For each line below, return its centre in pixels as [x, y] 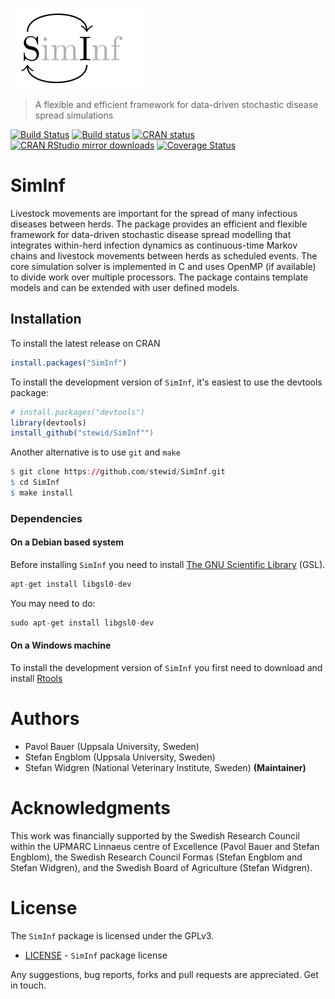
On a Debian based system [67, 542]
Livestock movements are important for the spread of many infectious [154, 213]
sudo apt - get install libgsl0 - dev [82, 623]
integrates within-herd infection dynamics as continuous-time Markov [154, 245]
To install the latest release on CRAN [85, 343]
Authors [45, 719]
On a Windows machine [61, 645]
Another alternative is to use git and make [95, 452]
